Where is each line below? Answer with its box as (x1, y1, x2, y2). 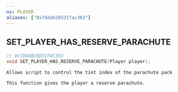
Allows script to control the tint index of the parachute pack (6, 70, 173, 76)
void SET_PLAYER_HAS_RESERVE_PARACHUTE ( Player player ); (6, 59, 151, 65)
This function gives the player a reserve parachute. (6, 80, 146, 87)
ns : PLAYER (6, 8, 34, 15)
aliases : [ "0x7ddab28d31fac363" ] (6, 15, 91, 21)
